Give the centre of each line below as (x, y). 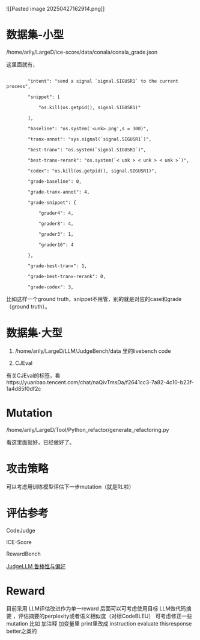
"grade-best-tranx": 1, (57, 266)
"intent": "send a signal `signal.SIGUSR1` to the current (103, 81)
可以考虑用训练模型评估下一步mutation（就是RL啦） (70, 486)
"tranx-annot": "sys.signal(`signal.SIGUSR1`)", (90, 139)
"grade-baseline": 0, (55, 181)
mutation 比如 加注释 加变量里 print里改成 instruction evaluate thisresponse (99, 623)
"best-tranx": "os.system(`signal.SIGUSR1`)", (87, 150)
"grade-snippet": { (52, 202)
